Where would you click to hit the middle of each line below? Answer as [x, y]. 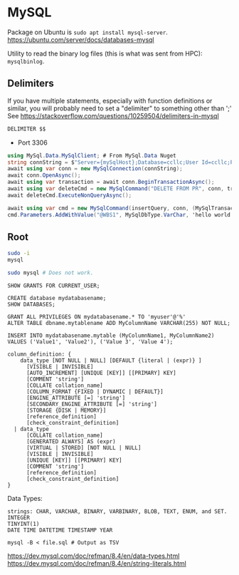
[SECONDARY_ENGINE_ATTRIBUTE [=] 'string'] [92, 404]
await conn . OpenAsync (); [44, 175]
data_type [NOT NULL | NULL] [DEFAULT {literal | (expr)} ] [111, 361]
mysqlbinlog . [26, 61]
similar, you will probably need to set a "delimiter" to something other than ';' [120, 108]
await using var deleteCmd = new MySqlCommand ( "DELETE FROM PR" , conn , [116, 189]
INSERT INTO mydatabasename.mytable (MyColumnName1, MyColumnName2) [111, 336]
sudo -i [19, 254]
